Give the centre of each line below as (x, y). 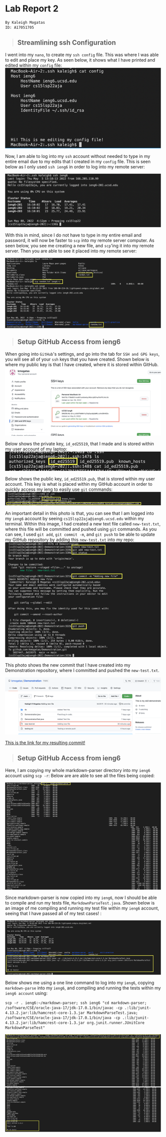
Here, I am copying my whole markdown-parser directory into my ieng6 (78, 770)
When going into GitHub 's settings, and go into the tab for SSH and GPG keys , (82, 354)
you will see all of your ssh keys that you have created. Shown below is (77, 359)
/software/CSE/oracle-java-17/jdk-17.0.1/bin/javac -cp (64, 1008)
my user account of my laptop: (36, 449)
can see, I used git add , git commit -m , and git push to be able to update (80, 534)
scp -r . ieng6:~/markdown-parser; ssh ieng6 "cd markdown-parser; (76, 1003)
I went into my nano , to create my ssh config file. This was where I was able (82, 55)
